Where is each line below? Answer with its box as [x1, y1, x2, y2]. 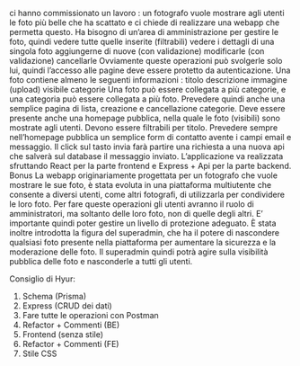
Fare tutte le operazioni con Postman [22, 310, 159, 320]
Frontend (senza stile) [22, 329, 104, 340]
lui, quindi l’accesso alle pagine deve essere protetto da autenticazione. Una [9, 65, 291, 76]
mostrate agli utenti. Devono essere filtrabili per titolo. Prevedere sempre [9, 122, 278, 133]
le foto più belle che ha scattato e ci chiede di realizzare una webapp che [9, 17, 280, 28]
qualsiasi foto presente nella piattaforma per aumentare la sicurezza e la [9, 237, 277, 247]
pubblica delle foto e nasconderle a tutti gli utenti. [9, 256, 193, 266]
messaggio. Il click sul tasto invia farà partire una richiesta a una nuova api [9, 141, 285, 152]
